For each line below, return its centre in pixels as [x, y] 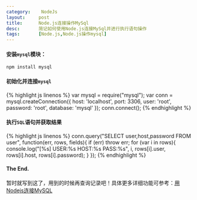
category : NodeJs [32, 12]
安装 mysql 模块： [26, 54]
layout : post [28, 17]
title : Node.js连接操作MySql [47, 23]
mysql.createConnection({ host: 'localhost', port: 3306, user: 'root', [89, 101]
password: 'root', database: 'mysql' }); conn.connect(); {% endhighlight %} [99, 108]
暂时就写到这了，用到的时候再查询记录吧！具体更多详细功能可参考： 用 [93, 183]
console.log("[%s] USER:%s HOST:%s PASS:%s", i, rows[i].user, [86, 148]
